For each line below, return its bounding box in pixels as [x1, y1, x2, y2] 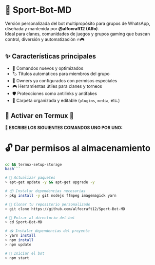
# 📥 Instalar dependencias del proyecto [5, 228, 90, 233]
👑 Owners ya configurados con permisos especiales [12, 77, 117, 83]
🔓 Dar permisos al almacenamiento [5, 142, 151, 153]
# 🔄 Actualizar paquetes [5, 175, 56, 180]
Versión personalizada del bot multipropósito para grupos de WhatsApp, [5, 20, 150, 26]
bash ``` [5, 167, 21, 171]
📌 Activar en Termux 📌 [5, 112, 74, 120]
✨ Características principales [5, 52, 97, 60]
